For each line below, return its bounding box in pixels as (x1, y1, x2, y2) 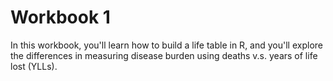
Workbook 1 (10, 6, 111, 29)
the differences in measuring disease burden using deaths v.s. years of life (10, 49, 318, 61)
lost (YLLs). (10, 60, 58, 72)
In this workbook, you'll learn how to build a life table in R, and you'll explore (10, 39, 323, 51)
